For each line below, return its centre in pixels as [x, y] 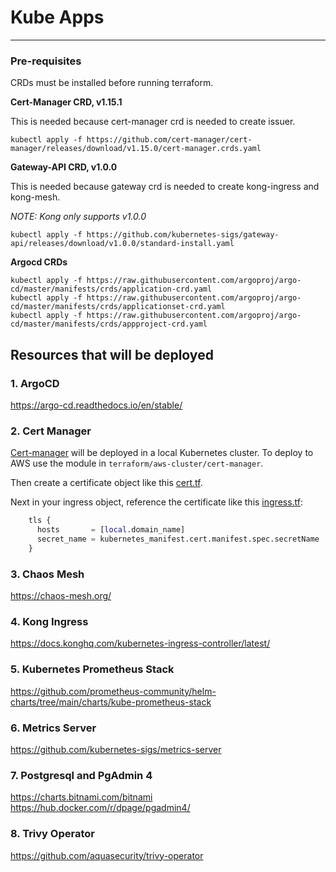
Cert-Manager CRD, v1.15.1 [66, 102]
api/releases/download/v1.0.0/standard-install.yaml [122, 244]
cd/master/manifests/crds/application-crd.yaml [111, 289]
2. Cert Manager [51, 431]
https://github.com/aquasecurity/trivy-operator [107, 855]
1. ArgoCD [35, 383]
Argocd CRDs [39, 262]
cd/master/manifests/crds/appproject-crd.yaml [109, 324]
